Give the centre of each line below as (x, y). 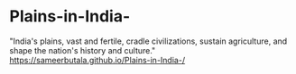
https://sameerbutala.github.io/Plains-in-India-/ (97, 60)
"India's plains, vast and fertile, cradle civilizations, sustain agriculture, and (148, 41)
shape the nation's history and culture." (83, 50)
